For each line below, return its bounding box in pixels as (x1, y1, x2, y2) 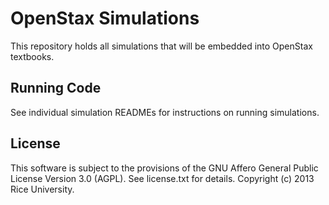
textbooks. (10, 50, 55, 62)
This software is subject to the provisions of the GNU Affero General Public (10, 162, 319, 174)
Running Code (10, 80, 102, 97)
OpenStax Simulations (10, 7, 200, 30)
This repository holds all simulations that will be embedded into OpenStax (10, 40, 313, 52)
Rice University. (10, 183, 75, 195)
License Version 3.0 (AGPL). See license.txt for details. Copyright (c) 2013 (10, 172, 315, 184)
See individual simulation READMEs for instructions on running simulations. (10, 106, 320, 118)
